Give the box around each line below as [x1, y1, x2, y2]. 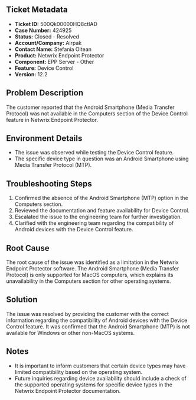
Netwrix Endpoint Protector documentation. [14, 387, 121, 394]
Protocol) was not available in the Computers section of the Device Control [6, 109, 188, 117]
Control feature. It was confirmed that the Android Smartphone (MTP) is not [6, 322, 190, 330]
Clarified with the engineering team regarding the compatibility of [14, 220, 174, 227]
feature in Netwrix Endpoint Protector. [6, 116, 99, 123]
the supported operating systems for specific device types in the [14, 381, 173, 388]
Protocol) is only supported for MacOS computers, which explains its [6, 272, 174, 279]
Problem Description [6, 88, 84, 98]
